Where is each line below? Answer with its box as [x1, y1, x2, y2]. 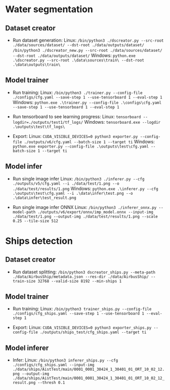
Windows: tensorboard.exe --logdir [84, 119, 161, 125]
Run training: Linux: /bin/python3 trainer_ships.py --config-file [12, 306, 152, 312]
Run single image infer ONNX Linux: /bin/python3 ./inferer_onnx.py [12, 204, 157, 210]
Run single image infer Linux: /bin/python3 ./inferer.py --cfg [12, 175, 145, 182]
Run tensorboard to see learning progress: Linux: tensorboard [12, 113, 141, 120]
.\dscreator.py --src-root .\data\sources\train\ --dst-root [12, 58, 145, 63]
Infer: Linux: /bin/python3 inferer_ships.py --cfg [12, 357, 118, 363]
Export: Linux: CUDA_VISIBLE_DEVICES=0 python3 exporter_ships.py [12, 325, 152, 331]
